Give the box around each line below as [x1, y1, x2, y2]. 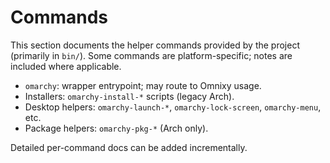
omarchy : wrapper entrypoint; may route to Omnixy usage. [24, 79, 262, 91]
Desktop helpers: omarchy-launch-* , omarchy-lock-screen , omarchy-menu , [24, 101, 322, 113]
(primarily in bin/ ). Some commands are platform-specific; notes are [10, 49, 293, 61]
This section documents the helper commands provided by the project [10, 39, 300, 51]
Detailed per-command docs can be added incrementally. [10, 141, 248, 153]
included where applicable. [10, 60, 122, 72]
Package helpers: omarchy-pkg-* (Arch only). [24, 122, 209, 134]
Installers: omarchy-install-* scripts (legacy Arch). [24, 90, 235, 102]
